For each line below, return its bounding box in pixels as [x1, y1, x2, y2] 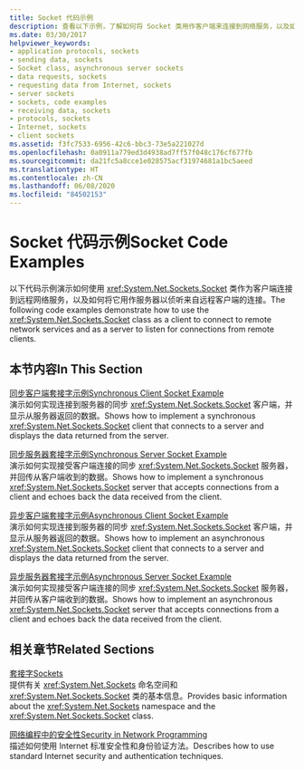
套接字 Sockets [9, 668, 63, 679]
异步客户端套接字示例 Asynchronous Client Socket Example [9, 509, 229, 521]
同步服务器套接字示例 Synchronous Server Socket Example [9, 448, 228, 459]
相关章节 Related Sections [9, 642, 155, 658]
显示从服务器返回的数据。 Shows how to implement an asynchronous [9, 532, 265, 544]
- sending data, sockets [9, 55, 103, 64]
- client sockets [9, 131, 75, 140]
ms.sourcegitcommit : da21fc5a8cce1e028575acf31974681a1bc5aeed [9, 156, 253, 166]
